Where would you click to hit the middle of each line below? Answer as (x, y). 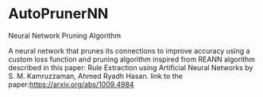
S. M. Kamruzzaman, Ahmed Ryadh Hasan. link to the (95, 76)
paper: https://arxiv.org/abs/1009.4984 (71, 84)
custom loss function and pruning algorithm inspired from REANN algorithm (132, 59)
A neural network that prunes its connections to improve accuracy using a (129, 50)
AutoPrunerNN (58, 14)
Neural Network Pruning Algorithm (65, 35)
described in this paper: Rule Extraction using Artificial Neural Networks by (131, 67)
